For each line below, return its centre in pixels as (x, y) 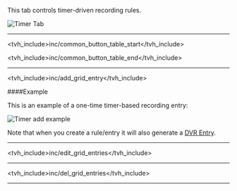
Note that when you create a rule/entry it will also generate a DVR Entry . (112, 133)
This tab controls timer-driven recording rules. (74, 10)
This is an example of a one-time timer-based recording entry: (98, 105)
